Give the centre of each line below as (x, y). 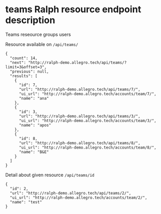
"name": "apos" (35, 125)
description (30, 20)
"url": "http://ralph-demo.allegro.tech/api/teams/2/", (71, 193)
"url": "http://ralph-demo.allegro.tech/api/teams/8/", (79, 143)
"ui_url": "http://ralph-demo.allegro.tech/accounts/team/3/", (88, 121)
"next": (18, 62)
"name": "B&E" (34, 152)
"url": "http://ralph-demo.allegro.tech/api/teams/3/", (79, 116)
